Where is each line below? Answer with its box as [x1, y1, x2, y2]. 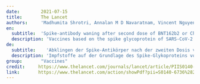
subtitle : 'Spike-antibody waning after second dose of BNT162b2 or [11, 31, 187, 37]
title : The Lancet [6, 14, 68, 20]
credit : [6, 63, 26, 70]
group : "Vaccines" [6, 58, 68, 64]
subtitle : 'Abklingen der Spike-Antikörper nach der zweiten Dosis [11, 47, 190, 53]
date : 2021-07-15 [6, 8, 68, 15]
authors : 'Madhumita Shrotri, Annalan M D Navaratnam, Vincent [6, 20, 177, 25]
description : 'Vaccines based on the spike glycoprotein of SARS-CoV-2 [11, 36, 193, 42]
